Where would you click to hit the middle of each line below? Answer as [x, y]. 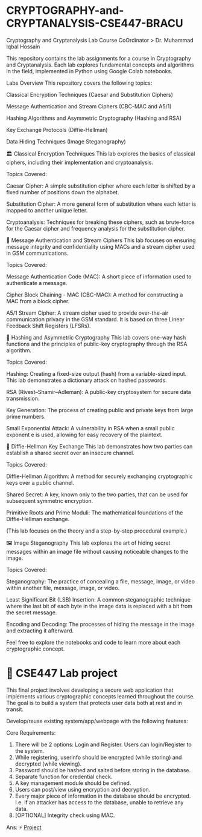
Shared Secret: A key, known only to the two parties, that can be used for [97, 494]
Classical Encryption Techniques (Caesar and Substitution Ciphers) [90, 94]
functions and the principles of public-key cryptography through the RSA [97, 344]
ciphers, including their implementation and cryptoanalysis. [80, 162]
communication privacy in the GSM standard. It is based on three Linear [96, 319]
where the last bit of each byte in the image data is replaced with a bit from [99, 606]
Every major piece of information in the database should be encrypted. [103, 796]
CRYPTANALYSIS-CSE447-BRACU [95, 23]
